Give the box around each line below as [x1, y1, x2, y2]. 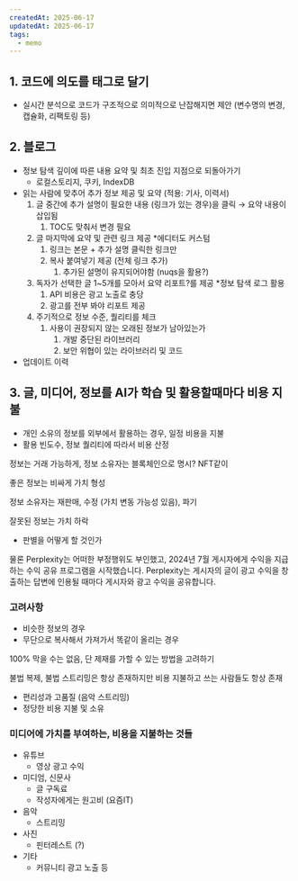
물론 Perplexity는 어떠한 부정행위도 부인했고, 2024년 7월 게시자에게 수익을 [9, 553, 273, 564]
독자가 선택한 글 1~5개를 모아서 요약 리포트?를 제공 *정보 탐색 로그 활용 [35, 277, 285, 288]
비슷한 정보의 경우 [22, 623, 86, 634]
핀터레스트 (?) [35, 840, 86, 850]
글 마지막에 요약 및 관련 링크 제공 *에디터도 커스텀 [35, 232, 211, 243]
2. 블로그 [9, 139, 57, 155]
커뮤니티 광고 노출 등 [35, 862, 109, 873]
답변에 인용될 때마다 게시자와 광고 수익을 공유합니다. [32, 576, 216, 587]
